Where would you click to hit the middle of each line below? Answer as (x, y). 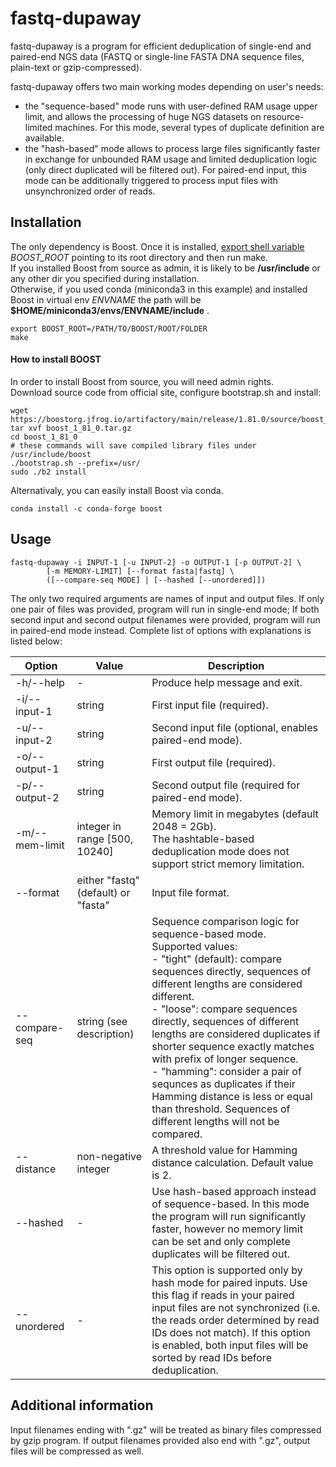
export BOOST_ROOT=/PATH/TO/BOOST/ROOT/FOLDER (109, 328)
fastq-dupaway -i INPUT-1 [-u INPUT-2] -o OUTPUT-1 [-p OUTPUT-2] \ (156, 562)
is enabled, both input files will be (230, 1345)
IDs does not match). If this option (231, 1332)
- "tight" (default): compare (217, 959)
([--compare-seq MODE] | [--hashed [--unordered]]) (156, 580)
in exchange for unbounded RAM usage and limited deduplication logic (171, 159)
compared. (177, 1134)
